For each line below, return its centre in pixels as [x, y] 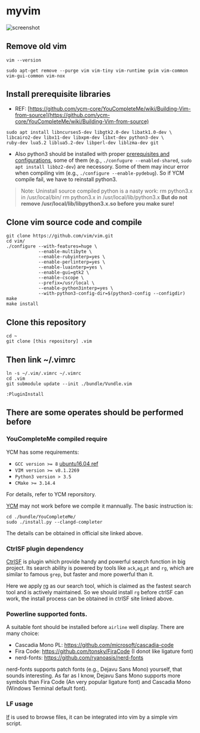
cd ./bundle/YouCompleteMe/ [41, 517]
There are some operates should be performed [95, 413]
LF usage [20, 704]
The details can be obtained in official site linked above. [75, 533]
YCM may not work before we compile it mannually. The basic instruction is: [99, 506]
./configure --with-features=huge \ [52, 246]
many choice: [23, 633]
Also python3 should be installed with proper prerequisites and [92, 154]
